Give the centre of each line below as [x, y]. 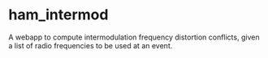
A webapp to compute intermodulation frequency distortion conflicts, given [134, 37]
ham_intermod [58, 15]
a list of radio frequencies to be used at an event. [91, 45]
